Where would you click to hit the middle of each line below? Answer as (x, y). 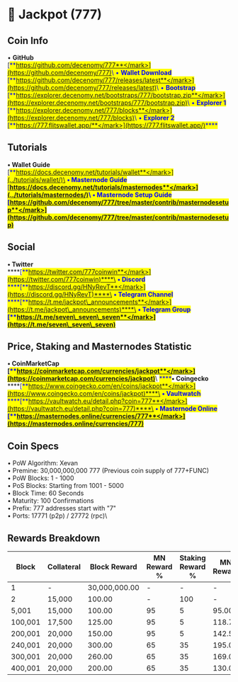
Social (21, 247)
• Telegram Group (164, 309)
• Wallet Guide (29, 164)
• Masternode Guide (97, 179)
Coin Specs (33, 446)
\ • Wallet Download (142, 73)
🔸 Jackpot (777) (55, 15)
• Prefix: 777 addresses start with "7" (62, 508)
